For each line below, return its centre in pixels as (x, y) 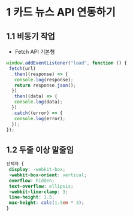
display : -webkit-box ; (37, 170)
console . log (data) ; (38, 102)
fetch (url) (22, 68)
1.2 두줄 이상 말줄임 (40, 150)
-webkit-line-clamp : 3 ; (38, 192)
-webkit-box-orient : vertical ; (48, 175)
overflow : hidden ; (32, 181)
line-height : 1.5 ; (32, 197)
